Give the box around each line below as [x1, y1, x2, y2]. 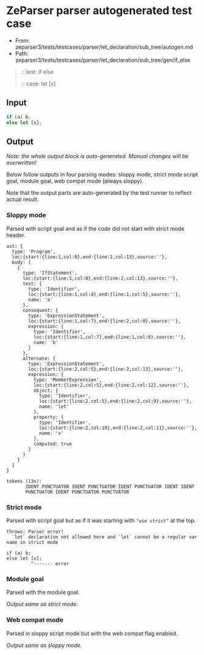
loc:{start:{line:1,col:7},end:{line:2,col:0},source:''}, [28, 318, 181, 324]
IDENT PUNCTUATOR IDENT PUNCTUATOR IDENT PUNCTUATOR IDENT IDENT [25, 483, 195, 490]
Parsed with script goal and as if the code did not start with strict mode [6, 225, 185, 232]
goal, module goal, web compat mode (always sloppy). [6, 178, 144, 185]
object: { [33, 387, 59, 394]
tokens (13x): [6, 478, 43, 484]
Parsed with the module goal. [6, 588, 80, 596]
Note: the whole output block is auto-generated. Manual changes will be [6, 153, 189, 160]
